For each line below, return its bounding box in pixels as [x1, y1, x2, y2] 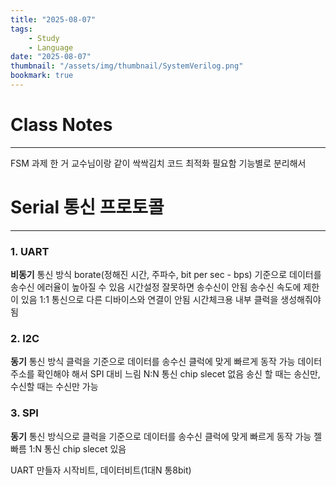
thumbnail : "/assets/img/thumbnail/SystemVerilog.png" [10, 61, 244, 71]
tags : [10, 24, 33, 34]
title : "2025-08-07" [10, 14, 97, 25]
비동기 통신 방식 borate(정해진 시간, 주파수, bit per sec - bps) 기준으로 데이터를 [10, 269, 322, 281]
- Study [28, 33, 60, 43]
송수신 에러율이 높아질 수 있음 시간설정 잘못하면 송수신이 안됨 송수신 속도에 [10, 281, 302, 293]
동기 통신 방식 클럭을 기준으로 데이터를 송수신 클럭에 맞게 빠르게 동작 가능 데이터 [10, 356, 323, 368]
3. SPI [10, 406, 39, 420]
